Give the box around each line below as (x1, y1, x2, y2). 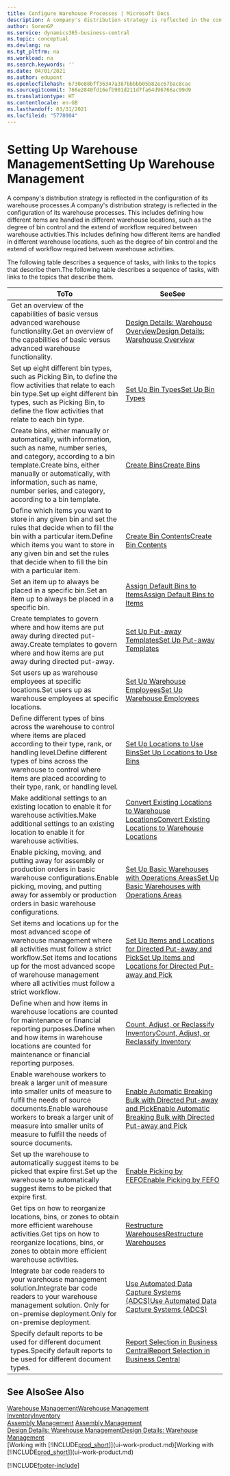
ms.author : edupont (7, 73, 63, 81)
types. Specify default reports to (10, 1346, 113, 1355)
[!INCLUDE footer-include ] (7, 1462, 80, 1470)
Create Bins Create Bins (125, 460, 201, 470)
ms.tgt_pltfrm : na (7, 49, 60, 56)
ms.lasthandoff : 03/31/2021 (7, 106, 88, 113)
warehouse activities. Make (10, 810, 97, 820)
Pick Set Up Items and (125, 952, 195, 962)
